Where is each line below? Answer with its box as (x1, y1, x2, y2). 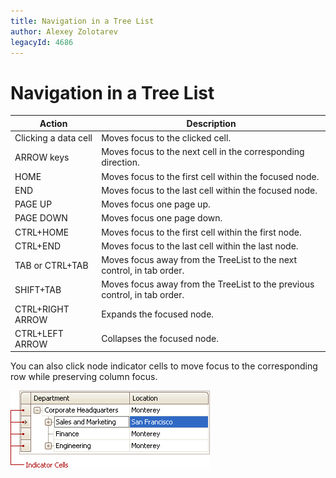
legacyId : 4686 (10, 37, 74, 47)
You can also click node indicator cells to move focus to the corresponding (10, 360, 318, 372)
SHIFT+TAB (14, 283, 62, 295)
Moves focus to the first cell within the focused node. (101, 170, 320, 182)
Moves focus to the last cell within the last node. (101, 240, 299, 252)
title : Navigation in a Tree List (10, 16, 155, 26)
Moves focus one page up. (101, 198, 211, 210)
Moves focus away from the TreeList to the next (101, 254, 298, 266)
